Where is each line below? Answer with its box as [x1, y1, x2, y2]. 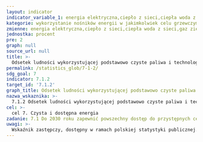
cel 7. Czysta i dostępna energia [11, 110, 98, 116]
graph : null [6, 43, 36, 49]
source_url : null [6, 48, 50, 54]
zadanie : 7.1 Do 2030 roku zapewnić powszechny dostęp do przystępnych [6, 115, 190, 121]
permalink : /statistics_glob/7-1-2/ [6, 65, 98, 71]
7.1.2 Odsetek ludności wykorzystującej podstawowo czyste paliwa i [11, 98, 188, 105]
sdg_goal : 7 [6, 71, 36, 77]
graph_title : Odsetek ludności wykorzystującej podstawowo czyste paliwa [6, 88, 196, 94]
